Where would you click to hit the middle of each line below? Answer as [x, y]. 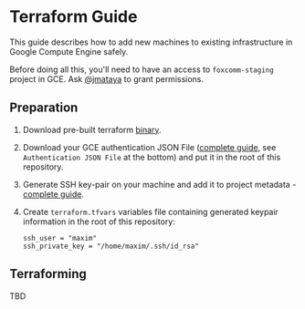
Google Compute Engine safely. [69, 51]
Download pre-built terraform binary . [92, 129]
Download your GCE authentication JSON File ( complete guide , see [149, 147]
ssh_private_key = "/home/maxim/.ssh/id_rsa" [110, 246]
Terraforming [48, 274]
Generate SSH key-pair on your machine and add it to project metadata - [159, 184]
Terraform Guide [74, 17]
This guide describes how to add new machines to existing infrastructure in [151, 42]
